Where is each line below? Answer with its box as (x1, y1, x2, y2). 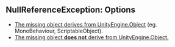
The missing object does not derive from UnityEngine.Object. (14, 33, 169, 41)
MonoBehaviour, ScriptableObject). (14, 27, 103, 34)
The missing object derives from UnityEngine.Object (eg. (14, 20, 157, 28)
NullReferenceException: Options (5, 5, 135, 15)
